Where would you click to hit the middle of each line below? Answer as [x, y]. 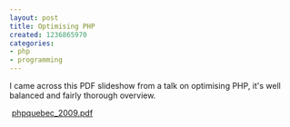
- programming [36, 60]
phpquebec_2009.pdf [52, 113]
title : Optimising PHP [52, 26]
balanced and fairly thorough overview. [83, 95]
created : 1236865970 [49, 34]
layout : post [34, 18]
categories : [32, 43]
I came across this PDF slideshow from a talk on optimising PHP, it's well [145, 86]
